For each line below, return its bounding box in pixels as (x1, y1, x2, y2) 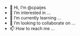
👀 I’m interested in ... (9, 10, 51, 16)
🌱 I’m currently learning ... (9, 15, 62, 20)
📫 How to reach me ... (9, 26, 55, 31)
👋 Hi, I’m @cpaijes (9, 5, 46, 10)
